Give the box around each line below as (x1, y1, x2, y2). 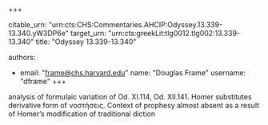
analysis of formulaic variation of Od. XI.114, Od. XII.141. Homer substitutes (8, 92, 252, 101)
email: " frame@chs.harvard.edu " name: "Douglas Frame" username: (19, 68, 246, 77)
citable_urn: (8, 20, 47, 29)
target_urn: (70, 29, 106, 38)
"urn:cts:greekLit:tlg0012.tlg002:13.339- (107, 29, 240, 38)
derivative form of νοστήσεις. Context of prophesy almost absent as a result (8, 101, 260, 110)
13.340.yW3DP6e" (8, 29, 70, 38)
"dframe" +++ (19, 77, 66, 86)
